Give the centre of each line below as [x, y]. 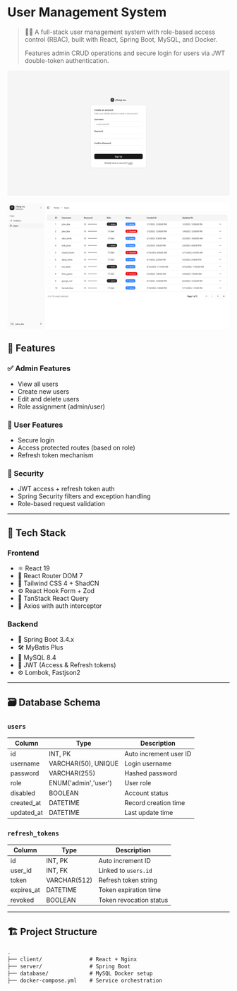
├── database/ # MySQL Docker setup [80, 973]
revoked [22, 900]
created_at [26, 802]
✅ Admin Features [39, 368]
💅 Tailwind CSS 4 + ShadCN [58, 583]
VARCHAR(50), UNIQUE [84, 763]
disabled [23, 793]
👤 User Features [35, 425]
